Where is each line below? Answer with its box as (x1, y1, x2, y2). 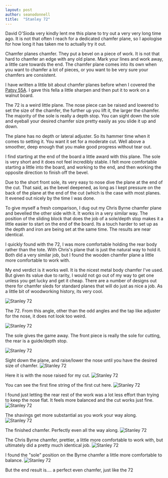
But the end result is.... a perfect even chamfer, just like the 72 (5, 467, 133, 473)
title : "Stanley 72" (5, 17, 51, 22)
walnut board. (5, 92, 34, 98)
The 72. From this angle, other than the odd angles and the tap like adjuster (5, 308, 160, 314)
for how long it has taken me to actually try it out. (5, 41, 106, 47)
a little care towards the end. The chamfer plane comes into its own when (5, 61, 157, 68)
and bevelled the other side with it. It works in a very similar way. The (5, 210, 148, 216)
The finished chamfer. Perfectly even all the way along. (5, 427, 119, 433)
